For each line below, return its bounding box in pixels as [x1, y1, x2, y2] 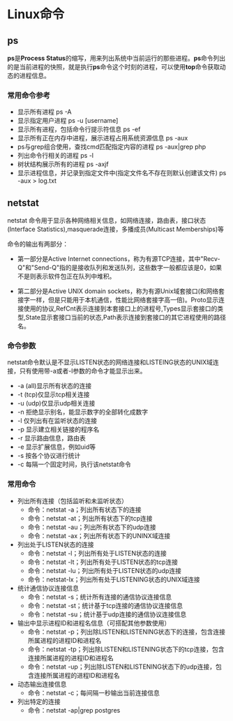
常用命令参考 [7, 90, 51, 100]
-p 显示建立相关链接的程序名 [17, 425, 100, 433]
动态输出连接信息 [17, 680, 67, 688]
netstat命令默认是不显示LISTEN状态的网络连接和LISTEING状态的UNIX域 [7, 358, 213, 366]
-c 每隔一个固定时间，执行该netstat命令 [17, 460, 131, 468]
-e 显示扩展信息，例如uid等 [17, 443, 96, 451]
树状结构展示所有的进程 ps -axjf [17, 160, 110, 168]
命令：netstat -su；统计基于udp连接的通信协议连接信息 [27, 610, 187, 618]
